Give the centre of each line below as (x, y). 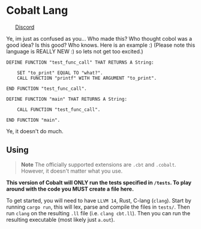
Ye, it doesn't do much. (35, 131)
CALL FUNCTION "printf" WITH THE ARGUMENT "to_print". (87, 78)
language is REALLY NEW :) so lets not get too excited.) (75, 51)
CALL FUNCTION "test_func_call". (59, 109)
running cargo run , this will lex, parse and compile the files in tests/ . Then (98, 207)
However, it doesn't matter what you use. (72, 171)
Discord (25, 27)
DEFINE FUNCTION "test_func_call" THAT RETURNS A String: (80, 62)
